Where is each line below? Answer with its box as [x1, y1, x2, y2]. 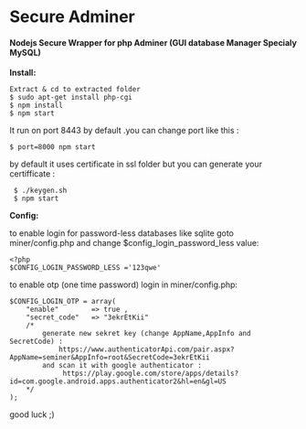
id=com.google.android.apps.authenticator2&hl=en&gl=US [9, 377, 227, 386]
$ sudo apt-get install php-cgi [9, 93, 132, 102]
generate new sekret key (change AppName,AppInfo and [42, 329, 251, 338]
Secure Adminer [9, 6, 135, 27]
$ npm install [9, 101, 64, 111]
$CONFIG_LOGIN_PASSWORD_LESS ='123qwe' [9, 263, 162, 273]
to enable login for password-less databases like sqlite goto [9, 228, 235, 239]
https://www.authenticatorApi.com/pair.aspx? [58, 345, 235, 354]
